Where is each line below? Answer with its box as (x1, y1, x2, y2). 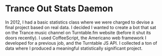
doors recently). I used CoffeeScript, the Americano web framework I (5, 35, 147, 41)
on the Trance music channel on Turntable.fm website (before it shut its (5, 29, 151, 35)
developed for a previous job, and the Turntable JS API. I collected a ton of (5, 40, 158, 46)
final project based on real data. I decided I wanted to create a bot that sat (5, 24, 157, 30)
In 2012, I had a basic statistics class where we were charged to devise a (5, 19, 154, 25)
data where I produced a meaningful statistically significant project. (5, 45, 143, 51)
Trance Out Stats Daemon (5, 3, 113, 14)
